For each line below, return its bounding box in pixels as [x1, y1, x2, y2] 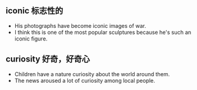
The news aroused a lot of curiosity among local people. [14, 77, 156, 84]
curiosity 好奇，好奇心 [5, 54, 90, 65]
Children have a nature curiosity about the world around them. [14, 70, 170, 77]
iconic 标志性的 [5, 5, 64, 16]
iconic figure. [14, 35, 48, 42]
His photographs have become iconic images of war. [14, 22, 147, 29]
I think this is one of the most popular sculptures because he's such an [14, 28, 192, 36]
